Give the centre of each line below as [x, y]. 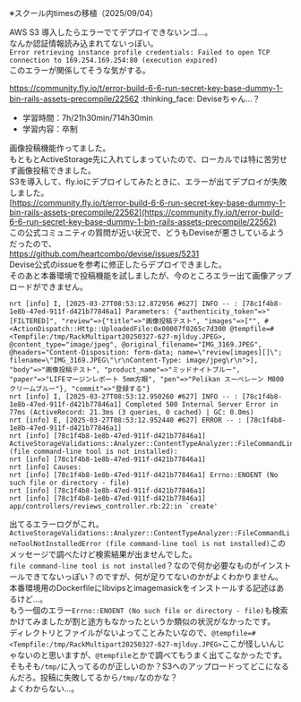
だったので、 [33, 244]
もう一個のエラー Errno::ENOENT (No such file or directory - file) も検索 [149, 610]
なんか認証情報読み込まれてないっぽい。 [84, 43]
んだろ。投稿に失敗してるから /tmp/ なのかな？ [94, 677]
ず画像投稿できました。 [52, 170]
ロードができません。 [48, 287]
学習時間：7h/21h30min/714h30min [88, 118]
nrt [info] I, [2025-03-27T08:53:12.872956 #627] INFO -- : [124, 304]
